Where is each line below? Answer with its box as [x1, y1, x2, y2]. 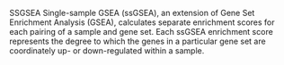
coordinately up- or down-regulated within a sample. [9, 45, 205, 56]
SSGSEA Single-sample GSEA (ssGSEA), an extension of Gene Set [9, 8, 255, 18]
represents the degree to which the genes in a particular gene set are [9, 36, 267, 46]
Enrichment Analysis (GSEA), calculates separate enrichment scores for [9, 17, 276, 28]
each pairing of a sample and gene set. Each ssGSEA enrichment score [9, 27, 274, 37]
